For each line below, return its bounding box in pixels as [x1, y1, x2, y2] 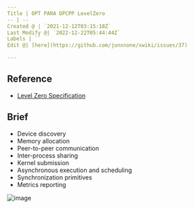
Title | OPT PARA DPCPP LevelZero [7, 10, 106, 17]
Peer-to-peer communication [16, 144, 100, 152]
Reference [7, 73, 53, 85]
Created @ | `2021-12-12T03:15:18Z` [7, 23, 111, 29]
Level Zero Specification [16, 91, 86, 99]
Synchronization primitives [16, 173, 92, 182]
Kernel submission [16, 158, 70, 167]
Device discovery [16, 130, 66, 138]
